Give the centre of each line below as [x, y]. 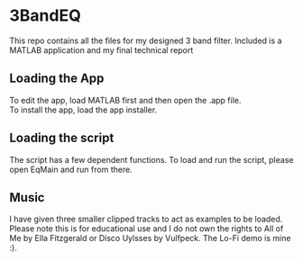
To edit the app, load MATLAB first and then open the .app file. [125, 100]
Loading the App [57, 79]
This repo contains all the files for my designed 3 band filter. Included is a [146, 40]
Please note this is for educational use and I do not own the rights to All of [147, 229]
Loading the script [62, 138]
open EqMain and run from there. [71, 169]
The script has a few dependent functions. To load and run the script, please [151, 159]
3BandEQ [45, 16]
